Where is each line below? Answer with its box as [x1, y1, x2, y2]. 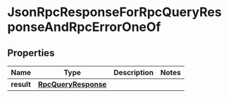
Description [113, 68, 154, 77]
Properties [7, 47, 55, 59]
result [11, 80, 32, 89]
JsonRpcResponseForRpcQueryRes [7, 4, 222, 20]
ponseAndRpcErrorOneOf [7, 19, 161, 35]
